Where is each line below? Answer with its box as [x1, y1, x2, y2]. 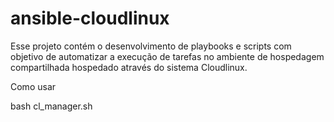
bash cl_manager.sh [10, 100, 93, 112]
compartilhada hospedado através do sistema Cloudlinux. [10, 61, 248, 73]
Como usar [10, 80, 57, 92]
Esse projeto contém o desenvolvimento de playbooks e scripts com [10, 40, 292, 52]
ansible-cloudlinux [10, 7, 170, 30]
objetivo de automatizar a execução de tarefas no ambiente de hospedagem [10, 50, 325, 62]
